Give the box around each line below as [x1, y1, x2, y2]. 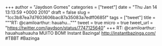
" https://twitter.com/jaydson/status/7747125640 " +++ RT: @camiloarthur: [5, 25, 156, 31]
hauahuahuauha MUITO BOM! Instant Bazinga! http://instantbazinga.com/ [5, 30, 156, 36]
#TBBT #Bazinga [5, 35, 40, 41]
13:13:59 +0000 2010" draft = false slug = [5, 9, 90, 15]
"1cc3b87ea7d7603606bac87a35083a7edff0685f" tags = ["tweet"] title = [5, 15, 156, 20]
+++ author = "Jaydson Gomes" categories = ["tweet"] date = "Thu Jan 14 [5, 4, 158, 10]
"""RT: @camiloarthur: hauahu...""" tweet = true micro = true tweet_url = [5, 20, 153, 25]
